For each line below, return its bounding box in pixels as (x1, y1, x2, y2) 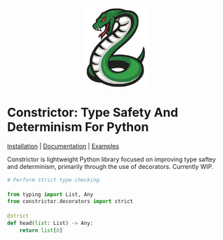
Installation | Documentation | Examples (7, 142, 119, 150)
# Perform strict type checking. (7, 176, 103, 183)
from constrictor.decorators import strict (7, 198, 134, 205)
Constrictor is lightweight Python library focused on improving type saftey (7, 155, 216, 163)
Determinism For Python (7, 120, 149, 135)
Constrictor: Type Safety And (7, 105, 178, 120)
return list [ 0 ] (19, 227, 63, 234)
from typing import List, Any (7, 191, 94, 198)
